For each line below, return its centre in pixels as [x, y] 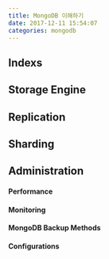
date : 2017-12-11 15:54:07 [53, 23]
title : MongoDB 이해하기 [46, 16]
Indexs [25, 63]
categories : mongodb [43, 30]
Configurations [34, 246]
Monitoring [27, 210]
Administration [46, 171]
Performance [31, 191]
